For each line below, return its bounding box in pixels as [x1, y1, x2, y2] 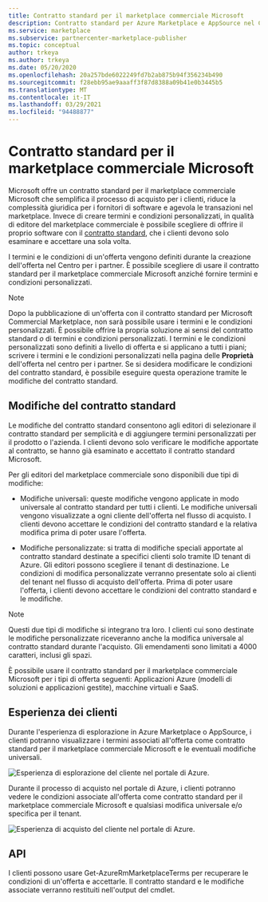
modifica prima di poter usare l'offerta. [19, 527, 148, 537]
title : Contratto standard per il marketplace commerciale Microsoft [8, 11, 245, 20]
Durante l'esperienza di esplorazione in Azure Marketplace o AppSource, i [8, 727, 252, 736]
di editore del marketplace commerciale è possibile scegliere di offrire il [8, 219, 243, 229]
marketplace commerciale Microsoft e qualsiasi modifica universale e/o [8, 800, 242, 809]
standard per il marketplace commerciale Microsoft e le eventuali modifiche [8, 743, 257, 754]
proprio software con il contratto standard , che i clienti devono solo [8, 228, 230, 238]
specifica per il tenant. [8, 809, 82, 818]
